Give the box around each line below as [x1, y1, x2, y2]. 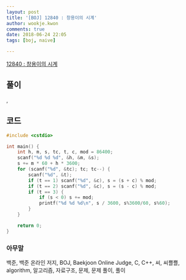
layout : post [6, 9, 40, 15]
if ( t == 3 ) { [28, 189, 64, 195]
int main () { [6, 143, 40, 150]
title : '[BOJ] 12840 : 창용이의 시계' [6, 15, 98, 21]
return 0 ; [17, 223, 43, 229]
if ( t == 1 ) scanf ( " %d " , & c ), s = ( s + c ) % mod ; [28, 177, 157, 183]
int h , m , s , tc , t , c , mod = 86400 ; [17, 149, 113, 155]
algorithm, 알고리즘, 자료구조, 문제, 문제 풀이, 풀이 [6, 267, 126, 274]
